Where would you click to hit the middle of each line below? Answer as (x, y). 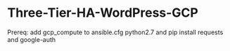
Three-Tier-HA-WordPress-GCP (103, 13)
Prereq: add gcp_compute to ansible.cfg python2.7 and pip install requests (115, 32)
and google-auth (32, 39)
